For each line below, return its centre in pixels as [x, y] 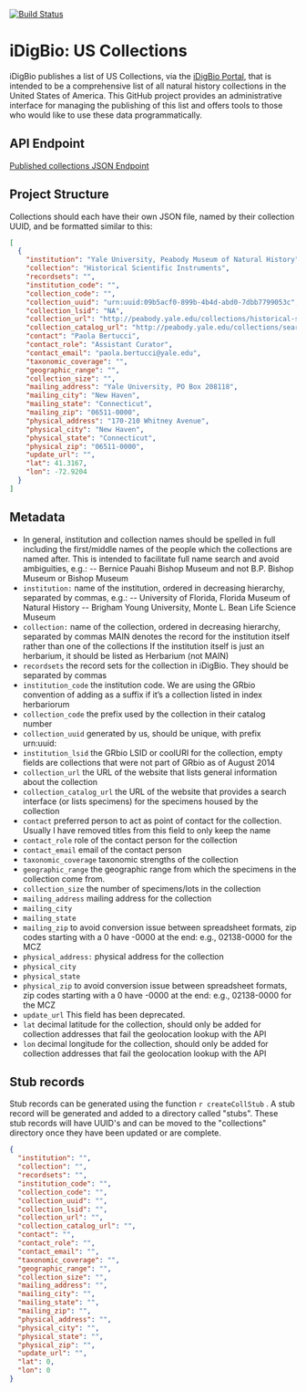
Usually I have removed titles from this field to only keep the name [147, 830]
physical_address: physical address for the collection [123, 956]
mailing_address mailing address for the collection [117, 898]
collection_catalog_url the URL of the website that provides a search [154, 791]
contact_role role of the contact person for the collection [130, 840]
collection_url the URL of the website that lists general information [150, 772]
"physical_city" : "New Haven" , [85, 429]
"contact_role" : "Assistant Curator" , [99, 345]
